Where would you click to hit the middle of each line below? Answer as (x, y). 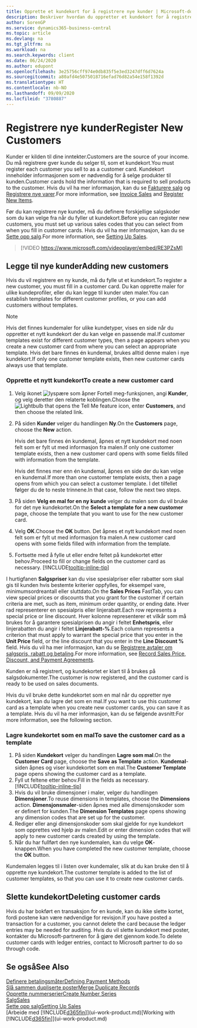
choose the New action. (43, 429)
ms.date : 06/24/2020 (31, 60)
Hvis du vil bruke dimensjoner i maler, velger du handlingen (86, 792)
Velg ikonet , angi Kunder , (101, 393)
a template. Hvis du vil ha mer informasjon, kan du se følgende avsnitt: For (95, 714)
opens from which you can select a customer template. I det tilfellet (96, 483)
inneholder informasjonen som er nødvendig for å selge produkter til (89, 175)
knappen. (26, 849)
